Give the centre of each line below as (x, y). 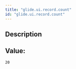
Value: (15, 51)
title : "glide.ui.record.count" (38, 10)
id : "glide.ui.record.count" (35, 14)
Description (23, 34)
